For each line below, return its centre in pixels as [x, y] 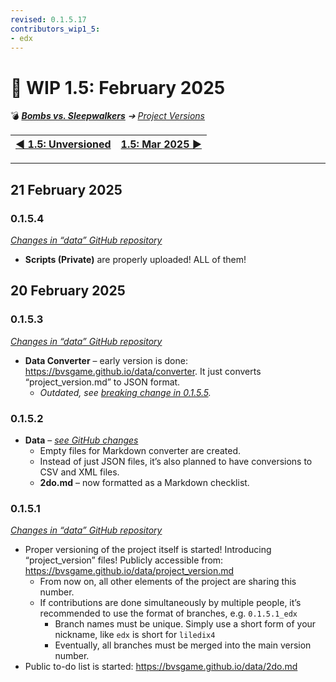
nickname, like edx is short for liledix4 [135, 635]
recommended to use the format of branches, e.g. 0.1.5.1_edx [168, 613]
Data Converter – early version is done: [106, 360]
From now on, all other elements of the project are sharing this [168, 582]
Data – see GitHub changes [81, 440]
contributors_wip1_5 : [55, 29]
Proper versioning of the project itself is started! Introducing [148, 550]
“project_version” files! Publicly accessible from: [124, 560]
